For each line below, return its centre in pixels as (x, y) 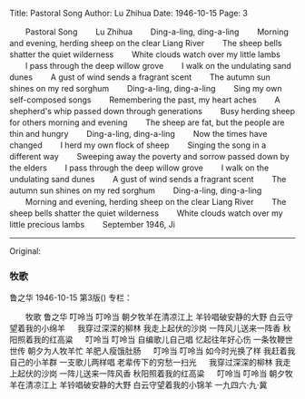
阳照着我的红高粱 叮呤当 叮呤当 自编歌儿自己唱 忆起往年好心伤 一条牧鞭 (148, 340)
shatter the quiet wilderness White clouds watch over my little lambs (145, 54)
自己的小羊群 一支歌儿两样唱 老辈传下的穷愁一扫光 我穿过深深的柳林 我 (146, 363)
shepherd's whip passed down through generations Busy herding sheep (152, 111)
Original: (25, 251)
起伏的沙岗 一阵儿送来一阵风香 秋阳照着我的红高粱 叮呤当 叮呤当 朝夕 (151, 374)
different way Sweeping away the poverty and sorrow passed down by (150, 156)
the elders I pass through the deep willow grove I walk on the (139, 168)
